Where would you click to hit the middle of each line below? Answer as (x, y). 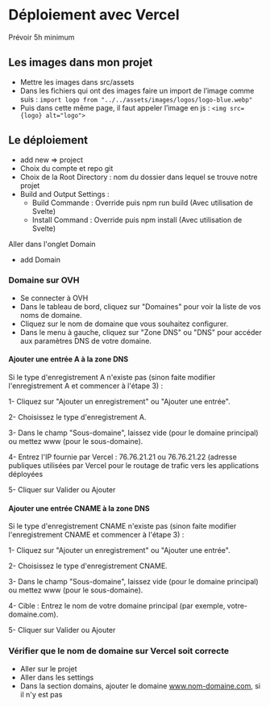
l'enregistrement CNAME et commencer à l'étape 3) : (96, 535)
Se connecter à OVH (54, 298)
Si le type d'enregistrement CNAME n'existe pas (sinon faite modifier (123, 526)
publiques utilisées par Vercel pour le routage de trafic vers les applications (134, 466)
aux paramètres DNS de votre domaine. (85, 341)
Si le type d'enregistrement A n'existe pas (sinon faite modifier (112, 378)
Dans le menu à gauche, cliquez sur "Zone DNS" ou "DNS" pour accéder (141, 332)
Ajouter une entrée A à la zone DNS (69, 359)
